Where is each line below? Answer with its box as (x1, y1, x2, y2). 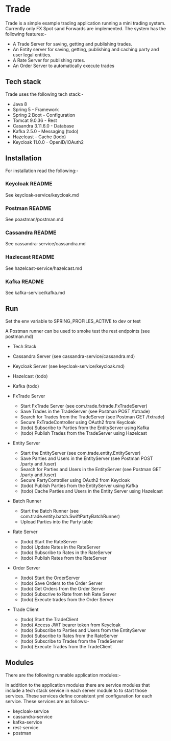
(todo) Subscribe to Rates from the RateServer (20, 632, 118, 639)
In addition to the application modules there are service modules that (5, 682, 150, 688)
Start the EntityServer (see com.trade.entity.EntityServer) (20, 450, 141, 456)
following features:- (5, 31, 47, 37)
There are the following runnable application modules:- (5, 672, 121, 678)
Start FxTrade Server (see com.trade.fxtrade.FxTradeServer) (20, 403, 148, 409)
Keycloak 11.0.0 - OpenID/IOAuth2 (12, 139, 84, 145)
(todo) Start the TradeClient (20, 616, 78, 622)
